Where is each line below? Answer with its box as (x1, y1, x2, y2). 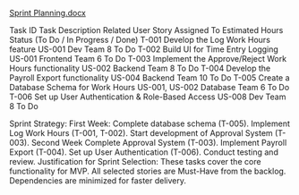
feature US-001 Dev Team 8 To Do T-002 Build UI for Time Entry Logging (9, 44, 279, 55)
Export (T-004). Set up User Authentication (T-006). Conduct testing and (9, 147, 279, 157)
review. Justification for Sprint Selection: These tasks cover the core (9, 157, 261, 166)
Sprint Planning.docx (9, 8, 87, 18)
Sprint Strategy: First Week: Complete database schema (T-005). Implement (9, 118, 291, 129)
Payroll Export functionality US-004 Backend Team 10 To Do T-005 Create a (9, 72, 290, 83)
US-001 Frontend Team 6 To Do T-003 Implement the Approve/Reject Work (9, 54, 287, 64)
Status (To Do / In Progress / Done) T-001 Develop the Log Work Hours (9, 35, 271, 45)
